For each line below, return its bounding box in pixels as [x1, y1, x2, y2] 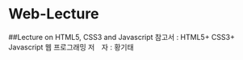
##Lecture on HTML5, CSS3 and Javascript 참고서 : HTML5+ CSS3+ [8, 32, 236, 42]
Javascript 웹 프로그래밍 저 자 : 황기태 [8, 42, 135, 52]
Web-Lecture [8, 5, 99, 23]
